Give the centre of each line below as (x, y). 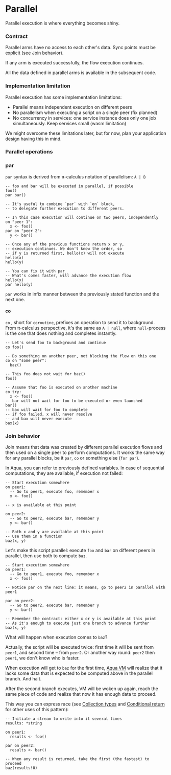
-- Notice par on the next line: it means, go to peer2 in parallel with (86, 588)
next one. (15, 299)
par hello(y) (19, 284)
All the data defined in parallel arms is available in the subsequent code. (81, 73)
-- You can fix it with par (35, 271)
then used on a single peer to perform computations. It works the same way (85, 452)
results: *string (24, 723)
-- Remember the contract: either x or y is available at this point (81, 619)
